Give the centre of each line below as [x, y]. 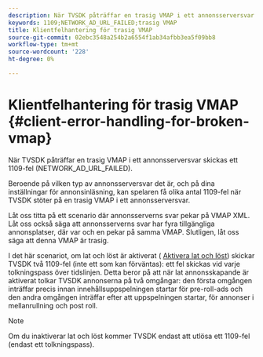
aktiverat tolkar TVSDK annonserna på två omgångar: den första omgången [130, 280]
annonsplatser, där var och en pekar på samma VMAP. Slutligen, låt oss [124, 231]
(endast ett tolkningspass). [51, 344]
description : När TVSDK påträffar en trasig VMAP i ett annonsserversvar [131, 15]
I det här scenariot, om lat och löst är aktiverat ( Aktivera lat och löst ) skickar [131, 255]
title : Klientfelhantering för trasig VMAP [80, 30]
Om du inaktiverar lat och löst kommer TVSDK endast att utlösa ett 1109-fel [129, 336]
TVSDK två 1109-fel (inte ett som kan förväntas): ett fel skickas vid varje [124, 264]
